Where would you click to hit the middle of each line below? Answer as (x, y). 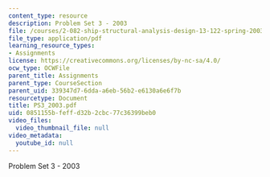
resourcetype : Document (48, 98)
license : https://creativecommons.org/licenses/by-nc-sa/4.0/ (115, 61)
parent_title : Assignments (53, 76)
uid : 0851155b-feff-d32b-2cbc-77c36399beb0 (82, 113)
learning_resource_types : (51, 46)
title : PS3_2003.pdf (43, 105)
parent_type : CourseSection (55, 83)
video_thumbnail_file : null (63, 128)
